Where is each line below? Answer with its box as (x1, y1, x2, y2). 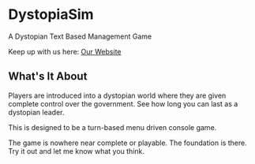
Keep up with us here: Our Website (8, 47, 122, 56)
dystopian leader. (8, 107, 65, 117)
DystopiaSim (8, 6, 94, 24)
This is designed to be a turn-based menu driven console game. (8, 122, 217, 132)
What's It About (8, 69, 88, 84)
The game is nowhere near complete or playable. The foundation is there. (8, 138, 247, 147)
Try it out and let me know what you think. (8, 146, 144, 155)
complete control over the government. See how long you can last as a (8, 99, 238, 108)
